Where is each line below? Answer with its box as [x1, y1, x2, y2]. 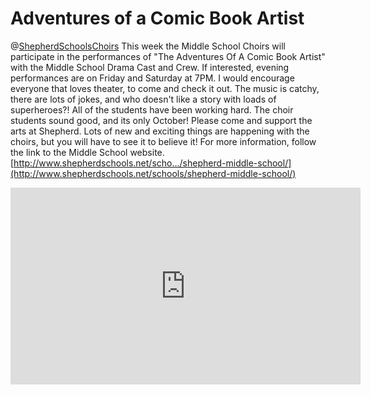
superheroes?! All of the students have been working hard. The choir [10, 103, 294, 116]
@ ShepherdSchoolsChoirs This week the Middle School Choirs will [10, 40, 287, 52]
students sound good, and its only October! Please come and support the [10, 114, 313, 126]
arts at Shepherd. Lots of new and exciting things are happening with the [10, 125, 310, 137]
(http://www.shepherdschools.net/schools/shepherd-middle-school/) [10, 167, 297, 179]
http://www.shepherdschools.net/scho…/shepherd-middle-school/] [13, 157, 292, 169]
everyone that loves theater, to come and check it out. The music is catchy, [10, 82, 320, 94]
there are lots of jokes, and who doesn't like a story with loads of [10, 93, 277, 105]
